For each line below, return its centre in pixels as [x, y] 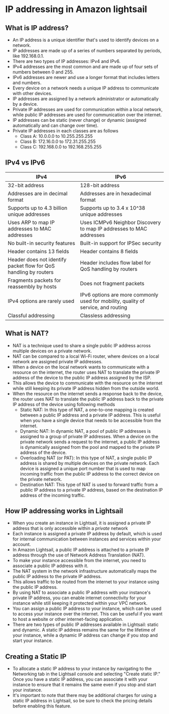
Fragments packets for [34, 280]
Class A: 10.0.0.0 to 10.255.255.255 [56, 136]
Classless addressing [105, 315]
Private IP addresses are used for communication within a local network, [88, 109]
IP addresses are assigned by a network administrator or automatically [86, 99]
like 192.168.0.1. [28, 56]
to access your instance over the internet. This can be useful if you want [87, 614]
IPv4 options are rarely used [41, 301]
